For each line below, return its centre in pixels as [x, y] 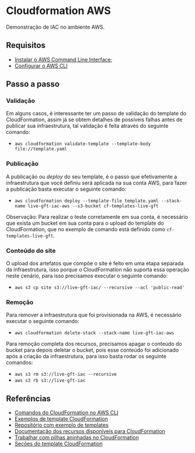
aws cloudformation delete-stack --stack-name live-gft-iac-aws [94, 333]
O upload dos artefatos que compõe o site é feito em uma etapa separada [95, 263]
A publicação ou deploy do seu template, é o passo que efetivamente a [92, 176]
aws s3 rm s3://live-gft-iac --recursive [65, 375]
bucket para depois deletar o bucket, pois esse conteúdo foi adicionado [93, 350]
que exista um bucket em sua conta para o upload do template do [85, 223]
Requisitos [26, 45]
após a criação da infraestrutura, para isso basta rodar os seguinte [86, 356]
